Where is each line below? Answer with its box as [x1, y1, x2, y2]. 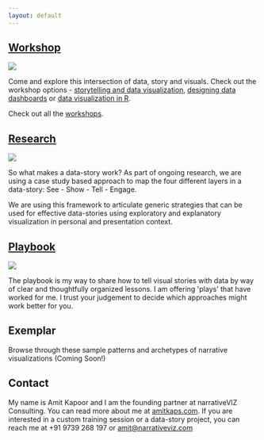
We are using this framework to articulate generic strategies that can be [8, 200, 243, 210]
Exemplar [8, 324, 56, 338]
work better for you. [8, 301, 74, 311]
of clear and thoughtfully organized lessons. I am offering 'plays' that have [8, 285, 251, 294]
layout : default [8, 11, 62, 20]
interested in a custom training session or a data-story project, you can [8, 414, 240, 424]
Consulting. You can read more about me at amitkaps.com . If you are [8, 406, 233, 415]
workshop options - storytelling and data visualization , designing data [8, 85, 236, 95]
